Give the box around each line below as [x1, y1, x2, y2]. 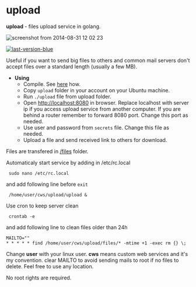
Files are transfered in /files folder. [6, 147, 89, 155]
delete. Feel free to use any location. [6, 262, 94, 269]
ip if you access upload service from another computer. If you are [23, 105, 181, 112]
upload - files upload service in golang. [6, 23, 101, 30]
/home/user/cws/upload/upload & [8, 192, 87, 198]
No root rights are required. [6, 274, 72, 281]
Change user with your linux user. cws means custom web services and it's [6, 250, 188, 257]
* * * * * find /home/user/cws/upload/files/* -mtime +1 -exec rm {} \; [6, 240, 187, 246]
